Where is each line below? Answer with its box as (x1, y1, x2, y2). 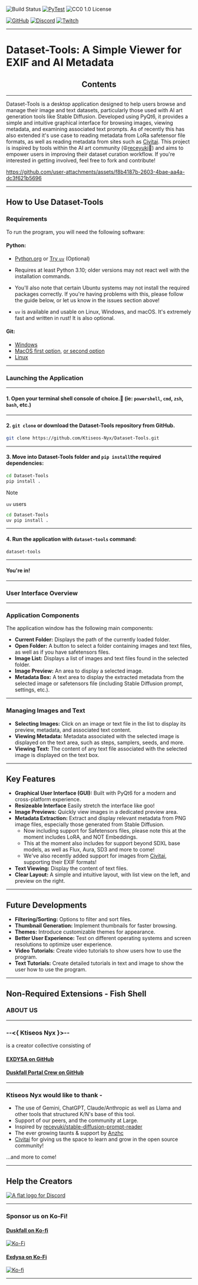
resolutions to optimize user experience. (14, 941, 113, 948)
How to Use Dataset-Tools (6, 197, 104, 207)
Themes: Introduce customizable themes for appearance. (14, 928, 156, 935)
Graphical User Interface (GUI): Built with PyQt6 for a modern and (14, 790, 176, 797)
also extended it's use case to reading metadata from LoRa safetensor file (6, 132, 186, 139)
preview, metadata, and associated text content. (14, 726, 131, 733)
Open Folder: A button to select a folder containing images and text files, (14, 642, 192, 650)
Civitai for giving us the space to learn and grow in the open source (14, 1136, 179, 1143)
